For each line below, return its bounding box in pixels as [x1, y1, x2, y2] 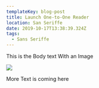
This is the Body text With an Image [6, 53, 94, 59]
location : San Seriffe [6, 20, 63, 26]
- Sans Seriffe [11, 36, 49, 42]
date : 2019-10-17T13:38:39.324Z [6, 25, 86, 32]
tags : [6, 31, 20, 37]
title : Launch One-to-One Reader [6, 14, 89, 20]
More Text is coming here [6, 76, 69, 82]
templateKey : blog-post [6, 8, 66, 15]
